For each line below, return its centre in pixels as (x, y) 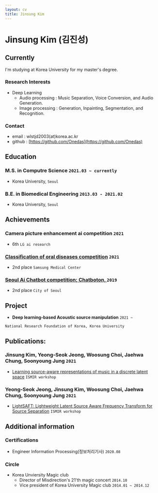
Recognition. (32, 113)
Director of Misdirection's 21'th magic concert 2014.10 (73, 480)
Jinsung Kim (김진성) (47, 40)
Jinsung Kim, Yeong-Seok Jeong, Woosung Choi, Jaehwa (74, 355)
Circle (12, 464)
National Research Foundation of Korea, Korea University (65, 326)
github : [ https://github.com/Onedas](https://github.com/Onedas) (77, 142)
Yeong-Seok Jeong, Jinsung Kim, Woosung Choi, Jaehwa (74, 389)
